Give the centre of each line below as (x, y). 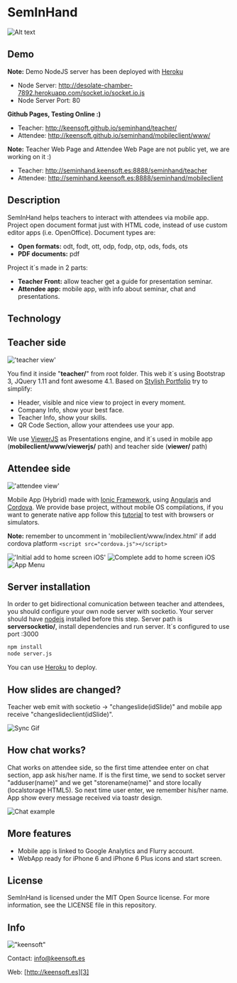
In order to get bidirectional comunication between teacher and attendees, (116, 604)
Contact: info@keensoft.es (46, 958)
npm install (25, 647)
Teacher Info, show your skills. (62, 417)
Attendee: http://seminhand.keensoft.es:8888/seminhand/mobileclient (120, 177)
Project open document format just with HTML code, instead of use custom (118, 225)
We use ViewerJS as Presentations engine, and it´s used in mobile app (110, 439)
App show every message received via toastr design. (85, 797)
